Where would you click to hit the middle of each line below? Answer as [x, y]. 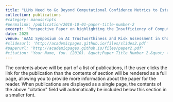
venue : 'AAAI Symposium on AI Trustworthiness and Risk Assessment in [83, 39]
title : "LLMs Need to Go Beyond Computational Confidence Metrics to [82, 10]
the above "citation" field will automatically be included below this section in [86, 89]
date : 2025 [17, 34]
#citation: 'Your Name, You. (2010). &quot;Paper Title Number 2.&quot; [85, 53]
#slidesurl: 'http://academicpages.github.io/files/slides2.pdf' [77, 44]
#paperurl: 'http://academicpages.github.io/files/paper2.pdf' [75, 48]
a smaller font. [21, 95]
